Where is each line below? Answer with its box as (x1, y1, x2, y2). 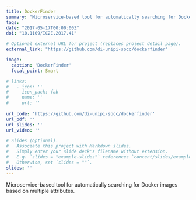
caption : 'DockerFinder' (11, 62, 72, 68)
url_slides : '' (6, 122, 43, 127)
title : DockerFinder (6, 8, 57, 15)
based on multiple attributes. (6, 187, 75, 194)
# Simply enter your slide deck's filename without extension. (6, 149, 168, 155)
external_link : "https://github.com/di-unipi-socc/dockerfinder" (6, 46, 168, 53)
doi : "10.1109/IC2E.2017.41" (6, 30, 77, 36)
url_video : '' (6, 127, 41, 133)
